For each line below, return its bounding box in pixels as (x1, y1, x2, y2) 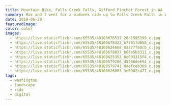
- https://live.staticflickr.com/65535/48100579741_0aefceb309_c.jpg (10, 64, 160, 69)
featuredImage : (5, 21, 38, 27)
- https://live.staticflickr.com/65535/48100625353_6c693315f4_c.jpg (10, 54, 160, 60)
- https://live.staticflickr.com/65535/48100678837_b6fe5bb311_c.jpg (10, 49, 160, 55)
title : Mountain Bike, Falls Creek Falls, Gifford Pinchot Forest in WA (5, 7, 163, 13)
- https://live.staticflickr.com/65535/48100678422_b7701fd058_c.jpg (10, 40, 160, 45)
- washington (10, 78, 38, 83)
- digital (10, 92, 31, 97)
